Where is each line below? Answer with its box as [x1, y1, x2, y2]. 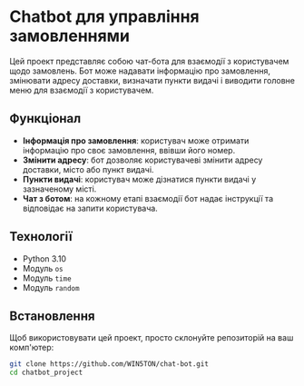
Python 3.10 [22, 252, 66, 264]
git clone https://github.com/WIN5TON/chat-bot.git [9, 360, 209, 369]
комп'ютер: [9, 342, 54, 353]
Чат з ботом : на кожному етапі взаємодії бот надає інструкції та [22, 193, 274, 203]
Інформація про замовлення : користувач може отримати [22, 134, 250, 146]
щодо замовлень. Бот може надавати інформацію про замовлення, [9, 65, 270, 76]
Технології [9, 229, 73, 244]
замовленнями [9, 25, 130, 46]
